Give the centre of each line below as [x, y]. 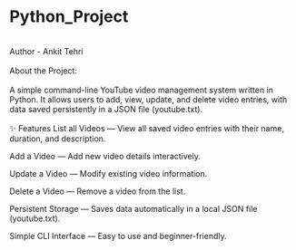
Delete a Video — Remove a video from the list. [98, 191]
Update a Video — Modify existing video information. [109, 173]
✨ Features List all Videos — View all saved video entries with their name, [147, 128]
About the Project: [43, 71]
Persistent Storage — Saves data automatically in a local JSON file [133, 208]
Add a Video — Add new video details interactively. [105, 156]
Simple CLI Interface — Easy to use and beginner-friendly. [118, 236]
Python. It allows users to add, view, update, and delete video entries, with [148, 99]
